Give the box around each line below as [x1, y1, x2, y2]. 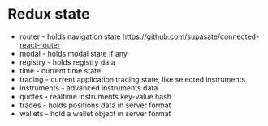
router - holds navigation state [19, 31, 121, 41]
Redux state [7, 5, 90, 23]
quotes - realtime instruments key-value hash [19, 91, 172, 101]
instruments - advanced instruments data [19, 82, 158, 93]
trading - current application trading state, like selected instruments [19, 74, 245, 84]
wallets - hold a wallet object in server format [19, 108, 171, 118]
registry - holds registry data [19, 57, 115, 67]
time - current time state [19, 65, 102, 75]
